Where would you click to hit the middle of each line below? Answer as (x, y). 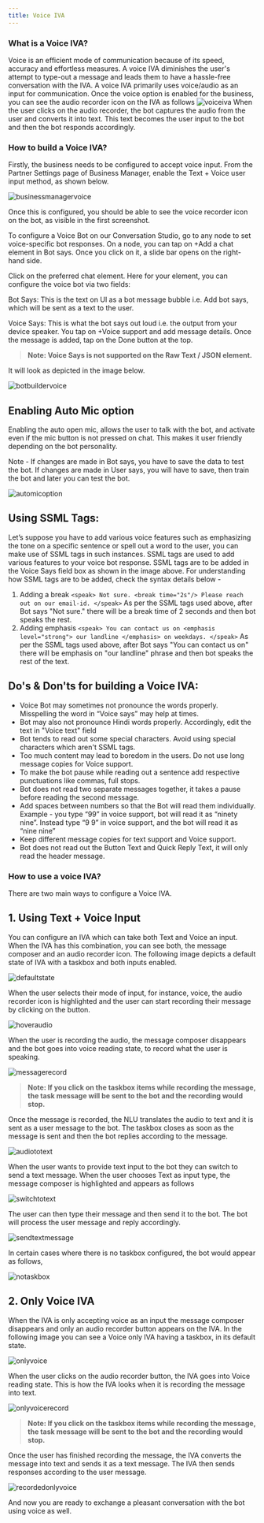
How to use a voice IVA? (55, 876)
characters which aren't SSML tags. (77, 747)
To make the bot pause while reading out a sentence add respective (129, 772)
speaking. (24, 1057)
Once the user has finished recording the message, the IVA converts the (125, 1455)
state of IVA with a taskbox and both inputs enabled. (92, 962)
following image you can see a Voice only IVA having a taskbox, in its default (132, 1337)
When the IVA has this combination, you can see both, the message (117, 945)
